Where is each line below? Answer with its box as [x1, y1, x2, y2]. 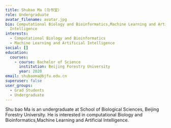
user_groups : [5, 83, 33, 88]
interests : [5, 31, 28, 36]
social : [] [5, 45, 28, 50]
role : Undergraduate [5, 12, 49, 17]
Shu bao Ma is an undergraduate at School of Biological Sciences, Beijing [5, 106, 159, 112]
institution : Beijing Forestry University [18, 64, 110, 69]
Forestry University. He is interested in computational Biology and [5, 112, 142, 118]
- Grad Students [10, 87, 44, 93]
